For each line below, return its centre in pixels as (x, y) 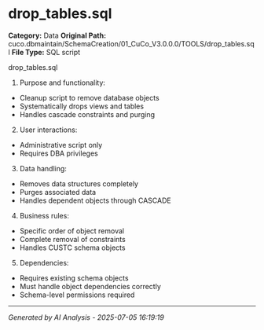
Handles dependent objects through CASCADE (95, 200)
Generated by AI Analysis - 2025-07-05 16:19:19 (86, 317)
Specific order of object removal (71, 231)
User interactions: (48, 130)
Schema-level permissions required (77, 295)
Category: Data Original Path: (57, 35)
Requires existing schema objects (74, 278)
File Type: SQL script (46, 52)
